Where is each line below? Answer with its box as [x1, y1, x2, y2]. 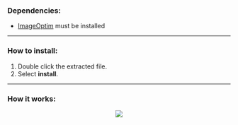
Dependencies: [7, 6, 62, 16]
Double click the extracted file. [17, 62, 108, 71]
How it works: [7, 94, 56, 104]
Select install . [17, 69, 59, 78]
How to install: [7, 46, 58, 56]
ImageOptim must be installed [17, 22, 106, 30]
